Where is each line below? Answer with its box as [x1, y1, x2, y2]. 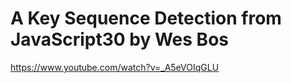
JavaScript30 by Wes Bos [10, 28, 229, 51]
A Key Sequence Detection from [10, 7, 282, 30]
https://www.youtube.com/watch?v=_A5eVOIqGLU [10, 61, 220, 73]
